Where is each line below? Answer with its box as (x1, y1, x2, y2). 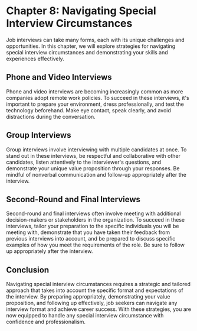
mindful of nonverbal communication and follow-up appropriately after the (6, 171, 187, 178)
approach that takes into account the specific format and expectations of (6, 287, 184, 294)
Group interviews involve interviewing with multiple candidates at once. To (6, 146, 187, 153)
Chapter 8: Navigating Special (6, 4, 156, 18)
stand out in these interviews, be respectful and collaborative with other (6, 152, 181, 159)
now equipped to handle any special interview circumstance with (6, 312, 164, 319)
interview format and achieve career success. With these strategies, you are (6, 306, 192, 313)
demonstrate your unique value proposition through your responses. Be (6, 164, 180, 172)
